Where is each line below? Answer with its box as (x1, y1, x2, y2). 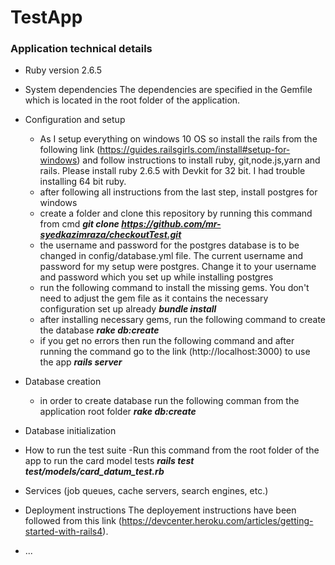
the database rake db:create (39, 324, 160, 336)
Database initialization (24, 425, 117, 437)
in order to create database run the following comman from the (39, 395, 300, 407)
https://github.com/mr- (121, 218, 222, 230)
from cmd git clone (39, 218, 120, 230)
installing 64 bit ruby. (39, 176, 127, 188)
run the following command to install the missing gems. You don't (39, 282, 310, 294)
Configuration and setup (24, 114, 126, 126)
